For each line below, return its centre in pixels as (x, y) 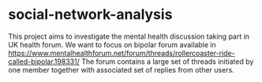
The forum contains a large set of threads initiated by (168, 61)
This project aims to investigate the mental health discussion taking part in (129, 36)
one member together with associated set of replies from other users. (121, 69)
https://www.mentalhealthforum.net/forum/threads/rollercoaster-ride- (122, 53)
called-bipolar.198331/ (44, 61)
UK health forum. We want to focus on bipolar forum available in (112, 44)
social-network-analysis (90, 15)
